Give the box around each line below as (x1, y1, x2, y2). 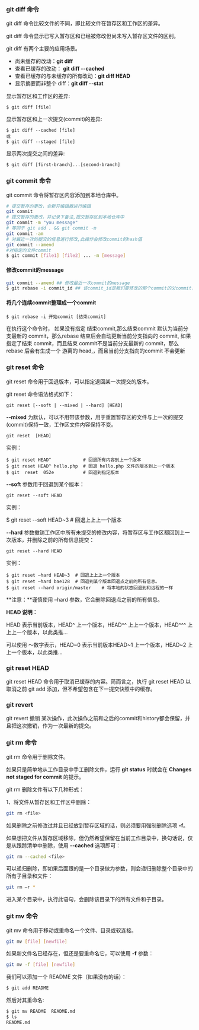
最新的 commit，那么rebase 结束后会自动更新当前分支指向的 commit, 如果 (11, 332, 191, 339)
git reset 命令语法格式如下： (6, 390, 75, 398)
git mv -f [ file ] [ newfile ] (6, 962, 76, 968)
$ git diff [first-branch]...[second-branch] (6, 162, 120, 168)
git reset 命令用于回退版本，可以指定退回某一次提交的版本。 (6, 378, 152, 385)
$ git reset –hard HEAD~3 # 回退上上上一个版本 (6, 572, 120, 578)
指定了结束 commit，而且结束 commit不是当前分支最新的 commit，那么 (6, 339, 179, 346)
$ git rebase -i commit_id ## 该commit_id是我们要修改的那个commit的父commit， (6, 285, 197, 291)
